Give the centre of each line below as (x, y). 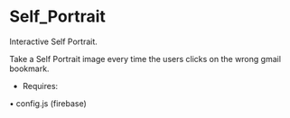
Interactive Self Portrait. (53, 41)
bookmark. (29, 68)
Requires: (40, 86)
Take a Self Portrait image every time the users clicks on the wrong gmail (145, 59)
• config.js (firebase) (48, 103)
